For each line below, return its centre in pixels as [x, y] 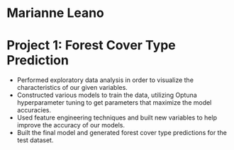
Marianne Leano [55, 13]
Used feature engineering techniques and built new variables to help [117, 117]
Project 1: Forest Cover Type [91, 46]
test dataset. [35, 140]
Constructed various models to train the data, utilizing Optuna [107, 95]
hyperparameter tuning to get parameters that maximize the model [114, 103]
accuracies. [34, 110]
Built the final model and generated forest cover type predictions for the [122, 133]
